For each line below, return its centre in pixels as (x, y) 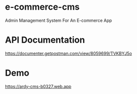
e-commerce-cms (42, 7)
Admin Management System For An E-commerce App (59, 20)
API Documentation (45, 40)
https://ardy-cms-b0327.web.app (38, 86)
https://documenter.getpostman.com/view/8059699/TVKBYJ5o (68, 53)
